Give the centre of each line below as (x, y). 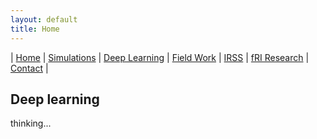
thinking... (31, 123)
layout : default (44, 19)
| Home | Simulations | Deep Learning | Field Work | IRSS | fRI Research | (160, 57)
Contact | (29, 68)
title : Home (35, 29)
